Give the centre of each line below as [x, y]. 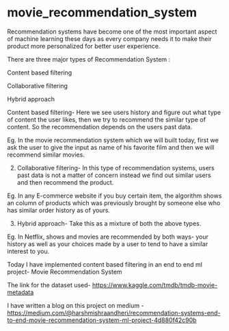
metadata [21, 292]
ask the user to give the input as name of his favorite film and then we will [111, 147]
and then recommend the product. [65, 182]
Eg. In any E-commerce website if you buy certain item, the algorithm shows [114, 196]
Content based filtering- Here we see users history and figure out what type [114, 112]
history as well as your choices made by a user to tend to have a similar [108, 243]
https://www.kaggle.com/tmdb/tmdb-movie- [154, 284]
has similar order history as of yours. [59, 210]
